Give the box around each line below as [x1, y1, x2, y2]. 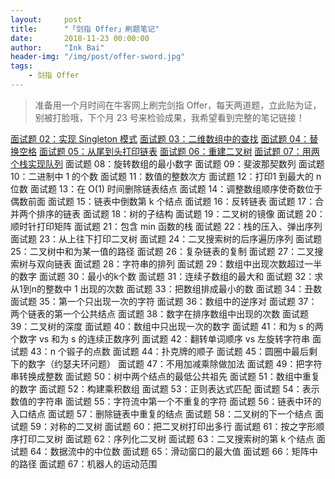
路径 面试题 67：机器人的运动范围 [18, 457, 158, 470]
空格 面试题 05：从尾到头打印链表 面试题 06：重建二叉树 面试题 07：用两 [18, 145, 320, 157]
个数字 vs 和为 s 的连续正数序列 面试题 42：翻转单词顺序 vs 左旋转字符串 [10, 332, 310, 345]
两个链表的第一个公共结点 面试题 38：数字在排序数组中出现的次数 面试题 [10, 307, 310, 320]
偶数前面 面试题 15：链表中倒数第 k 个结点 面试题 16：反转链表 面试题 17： [10, 195, 316, 207]
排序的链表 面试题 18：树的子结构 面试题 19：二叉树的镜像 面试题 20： [36, 207, 326, 220]
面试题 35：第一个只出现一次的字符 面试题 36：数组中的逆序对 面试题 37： [10, 295, 318, 307]
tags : [10, 61, 33, 71]
